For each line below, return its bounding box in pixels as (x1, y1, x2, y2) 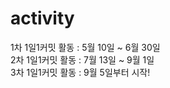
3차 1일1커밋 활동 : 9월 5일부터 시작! (10, 66, 151, 78)
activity (10, 7, 75, 30)
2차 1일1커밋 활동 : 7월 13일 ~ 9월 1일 (10, 53, 155, 66)
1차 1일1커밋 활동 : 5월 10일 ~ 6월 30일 (10, 41, 161, 53)
